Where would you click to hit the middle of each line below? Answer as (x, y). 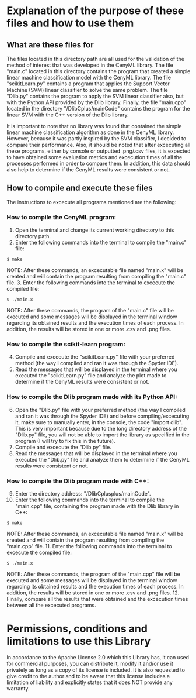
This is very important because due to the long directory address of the (101, 428)
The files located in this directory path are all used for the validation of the (95, 59)
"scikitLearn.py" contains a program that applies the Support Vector (88, 84)
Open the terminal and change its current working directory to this (94, 230)
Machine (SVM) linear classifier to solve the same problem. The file (87, 90)
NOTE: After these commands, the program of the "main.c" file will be (90, 311)
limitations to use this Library (79, 641)
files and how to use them (70, 23)
